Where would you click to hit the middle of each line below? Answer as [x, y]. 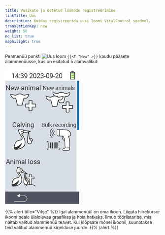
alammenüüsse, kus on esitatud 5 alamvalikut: [52, 61]
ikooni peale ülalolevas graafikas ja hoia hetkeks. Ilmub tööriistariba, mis [78, 217]
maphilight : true [23, 42]
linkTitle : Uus [21, 16]
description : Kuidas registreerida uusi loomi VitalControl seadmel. [78, 21]
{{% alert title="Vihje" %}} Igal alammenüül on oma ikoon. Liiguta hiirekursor [82, 211]
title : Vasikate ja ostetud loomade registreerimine [60, 10]
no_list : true [20, 36]
